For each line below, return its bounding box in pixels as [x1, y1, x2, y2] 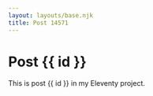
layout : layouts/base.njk [8, 11, 93, 20]
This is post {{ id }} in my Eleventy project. [8, 79, 146, 88]
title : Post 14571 [8, 19, 69, 27]
